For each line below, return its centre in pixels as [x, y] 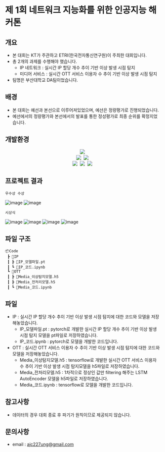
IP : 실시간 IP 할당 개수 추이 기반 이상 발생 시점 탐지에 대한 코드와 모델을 [81, 317]
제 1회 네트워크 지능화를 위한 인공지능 [76, 10]
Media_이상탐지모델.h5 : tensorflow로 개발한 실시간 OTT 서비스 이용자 [88, 360]
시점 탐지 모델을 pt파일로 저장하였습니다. [59, 336]
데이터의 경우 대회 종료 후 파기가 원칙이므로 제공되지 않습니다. [72, 415]
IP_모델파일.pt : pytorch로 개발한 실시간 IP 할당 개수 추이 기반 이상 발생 [88, 329]
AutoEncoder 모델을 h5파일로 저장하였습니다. [64, 379]
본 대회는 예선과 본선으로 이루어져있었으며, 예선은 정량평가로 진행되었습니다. [85, 110]
